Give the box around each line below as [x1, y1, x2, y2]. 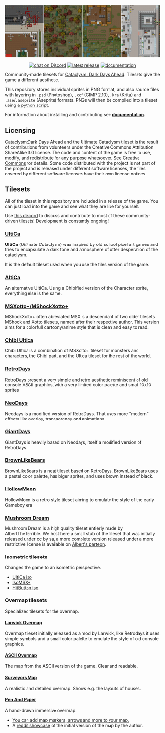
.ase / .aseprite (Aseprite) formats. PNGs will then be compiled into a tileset [5, 97, 158, 103]
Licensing [5, 126, 36, 135]
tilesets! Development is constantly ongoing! [19, 218, 109, 224]
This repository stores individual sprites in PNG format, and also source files [5, 87, 159, 93]
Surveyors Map [5, 674, 37, 680]
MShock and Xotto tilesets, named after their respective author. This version [5, 319, 159, 325]
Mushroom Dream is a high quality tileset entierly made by [5, 525, 123, 531]
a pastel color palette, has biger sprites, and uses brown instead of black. [5, 473, 154, 479]
